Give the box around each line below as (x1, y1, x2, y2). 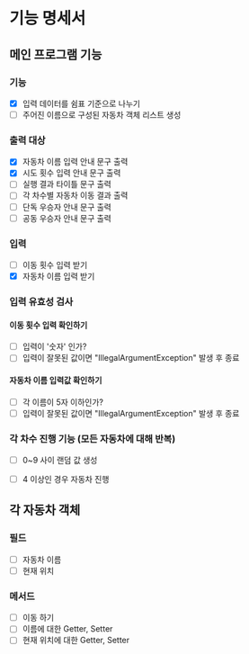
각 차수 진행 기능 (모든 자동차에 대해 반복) (9, 433, 176, 445)
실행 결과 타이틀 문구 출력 (22, 179, 112, 190)
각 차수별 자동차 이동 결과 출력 (22, 190, 129, 201)
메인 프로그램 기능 (9, 47, 102, 62)
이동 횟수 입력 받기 (22, 259, 88, 270)
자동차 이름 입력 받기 (22, 271, 95, 282)
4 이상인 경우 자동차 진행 (22, 474, 110, 485)
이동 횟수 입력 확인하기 (9, 319, 88, 330)
